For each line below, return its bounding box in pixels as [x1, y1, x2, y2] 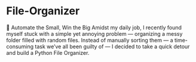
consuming [6, 43, 34, 50]
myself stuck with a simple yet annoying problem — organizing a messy [6, 30, 183, 37]
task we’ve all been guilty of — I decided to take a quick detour [35, 43, 190, 50]
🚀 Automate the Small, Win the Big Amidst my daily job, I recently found [6, 24, 182, 31]
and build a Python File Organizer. [6, 49, 90, 56]
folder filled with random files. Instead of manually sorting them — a [6, 36, 173, 44]
